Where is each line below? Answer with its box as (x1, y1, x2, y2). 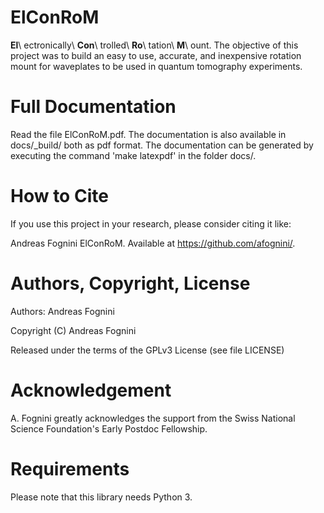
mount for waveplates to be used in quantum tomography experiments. (10, 60, 303, 72)
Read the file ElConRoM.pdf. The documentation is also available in (10, 128, 287, 140)
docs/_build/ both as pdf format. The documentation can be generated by (10, 139, 314, 151)
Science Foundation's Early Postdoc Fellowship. (10, 422, 208, 435)
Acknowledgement (10, 379, 172, 401)
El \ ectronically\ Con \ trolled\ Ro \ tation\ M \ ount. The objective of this (10, 39, 299, 51)
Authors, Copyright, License (10, 272, 251, 295)
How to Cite (10, 185, 109, 208)
